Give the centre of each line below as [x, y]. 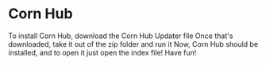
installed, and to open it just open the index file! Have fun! [102, 52]
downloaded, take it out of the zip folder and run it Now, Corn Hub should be [133, 44]
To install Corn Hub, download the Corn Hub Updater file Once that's [121, 36]
